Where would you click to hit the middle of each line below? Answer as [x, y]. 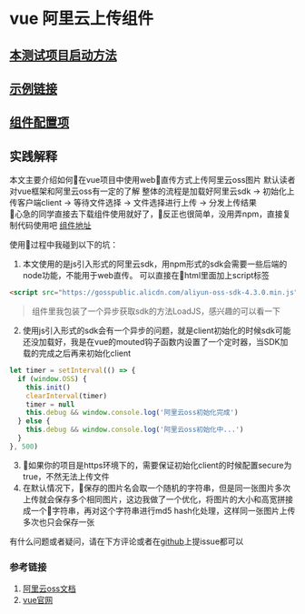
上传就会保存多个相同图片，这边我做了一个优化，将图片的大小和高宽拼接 [157, 499]
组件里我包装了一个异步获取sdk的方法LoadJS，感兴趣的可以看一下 [156, 311]
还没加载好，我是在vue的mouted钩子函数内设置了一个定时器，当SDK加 [155, 342]
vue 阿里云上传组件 [82, 19]
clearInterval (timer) [66, 396]
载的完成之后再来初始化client [77, 353]
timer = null [50, 404]
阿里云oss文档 [49, 589]
